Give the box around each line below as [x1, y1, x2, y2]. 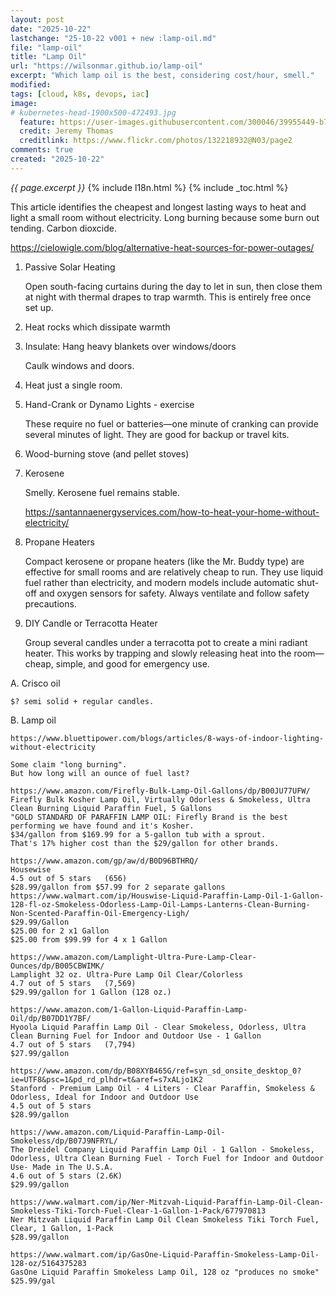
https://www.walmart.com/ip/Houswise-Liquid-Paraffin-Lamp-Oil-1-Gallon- [10, 891, 325, 901]
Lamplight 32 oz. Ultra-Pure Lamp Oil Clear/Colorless [10, 969, 244, 980]
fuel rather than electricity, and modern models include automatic [24, 576, 295, 588]
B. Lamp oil [10, 714, 57, 726]
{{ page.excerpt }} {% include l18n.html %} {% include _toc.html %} [10, 181, 289, 193]
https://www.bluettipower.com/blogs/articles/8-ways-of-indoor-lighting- [10, 733, 325, 743]
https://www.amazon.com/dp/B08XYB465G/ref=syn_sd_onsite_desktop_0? [10, 1066, 302, 1076]
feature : [19, 117, 56, 127]
